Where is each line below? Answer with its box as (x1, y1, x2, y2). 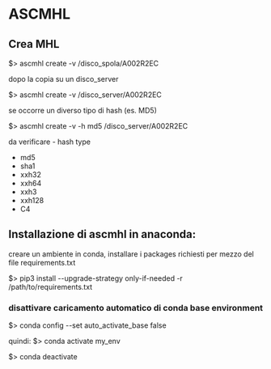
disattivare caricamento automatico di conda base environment (8, 302, 264, 313)
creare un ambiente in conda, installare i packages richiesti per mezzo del (8, 248, 255, 259)
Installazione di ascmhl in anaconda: (8, 227, 197, 241)
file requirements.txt (8, 257, 76, 267)
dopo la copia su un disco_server (8, 74, 119, 83)
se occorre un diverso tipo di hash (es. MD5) (8, 106, 158, 115)
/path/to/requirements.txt (8, 282, 93, 291)
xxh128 (19, 196, 44, 205)
